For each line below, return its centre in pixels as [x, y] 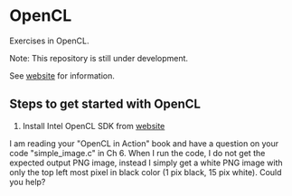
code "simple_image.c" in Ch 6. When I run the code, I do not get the [137, 153]
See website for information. [62, 75]
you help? [28, 182]
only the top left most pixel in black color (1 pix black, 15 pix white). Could [146, 172]
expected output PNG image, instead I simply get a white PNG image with [146, 163]
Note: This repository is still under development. [99, 58]
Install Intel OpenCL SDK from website [94, 126]
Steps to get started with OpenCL [105, 104]
